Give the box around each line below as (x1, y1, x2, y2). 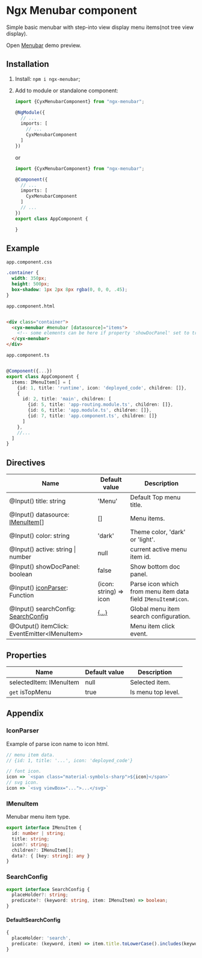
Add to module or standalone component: (14, 87, 118, 94)
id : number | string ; (11, 830, 66, 837)
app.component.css (6, 259, 52, 265)
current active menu (130, 545, 188, 553)
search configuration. (130, 613, 191, 621)
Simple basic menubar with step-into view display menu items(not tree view (6, 24, 194, 31)
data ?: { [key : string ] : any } (11, 852, 90, 859)
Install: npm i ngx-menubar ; (14, 75, 81, 82)
